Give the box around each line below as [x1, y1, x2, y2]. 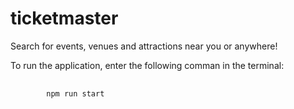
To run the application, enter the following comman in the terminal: [10, 59, 285, 71]
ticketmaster [10, 7, 119, 30]
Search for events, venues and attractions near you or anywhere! [10, 40, 278, 52]
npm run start [46, 88, 105, 99]
